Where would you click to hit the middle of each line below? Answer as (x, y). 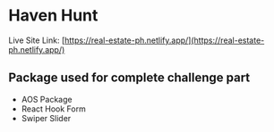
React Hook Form (53, 109)
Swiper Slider (46, 118)
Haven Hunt (53, 16)
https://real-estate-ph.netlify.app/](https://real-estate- (165, 40)
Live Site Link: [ (37, 40)
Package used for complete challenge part (129, 78)
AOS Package (47, 99)
